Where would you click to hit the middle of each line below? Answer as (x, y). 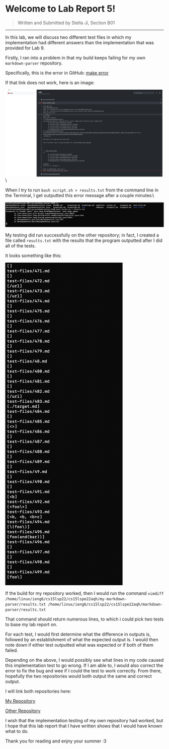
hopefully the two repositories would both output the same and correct (78, 676)
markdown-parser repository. (34, 63)
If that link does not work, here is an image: (50, 82)
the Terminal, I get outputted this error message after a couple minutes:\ (80, 195)
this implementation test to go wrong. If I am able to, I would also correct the (84, 665)
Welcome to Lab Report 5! (60, 9)
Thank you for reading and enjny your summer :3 (56, 741)
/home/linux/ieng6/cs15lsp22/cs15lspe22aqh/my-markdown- (66, 599)
